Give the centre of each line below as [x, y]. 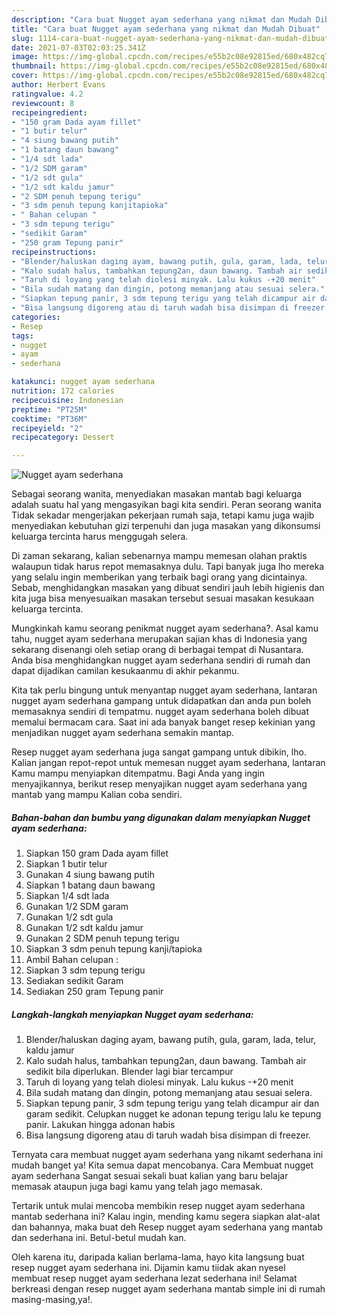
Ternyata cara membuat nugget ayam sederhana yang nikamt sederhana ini [167, 1155]
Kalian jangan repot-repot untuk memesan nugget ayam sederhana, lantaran [168, 763]
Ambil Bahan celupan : [72, 960]
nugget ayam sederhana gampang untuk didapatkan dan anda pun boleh [161, 701]
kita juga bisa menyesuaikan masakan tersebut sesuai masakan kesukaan [162, 598]
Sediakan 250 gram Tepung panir [94, 992]
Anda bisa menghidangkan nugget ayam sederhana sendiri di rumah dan [161, 660]
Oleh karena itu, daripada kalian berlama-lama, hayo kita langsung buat [158, 1257]
